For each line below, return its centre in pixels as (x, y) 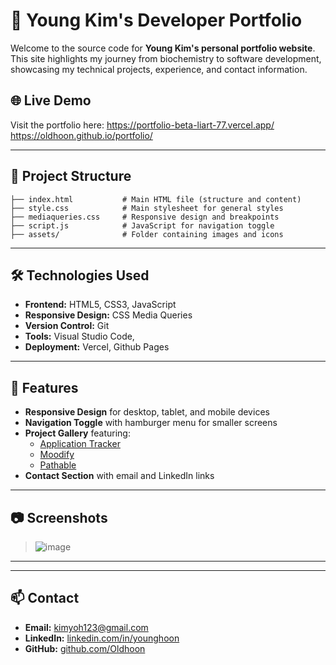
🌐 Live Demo (51, 100)
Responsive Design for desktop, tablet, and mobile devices (147, 412)
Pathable (58, 465)
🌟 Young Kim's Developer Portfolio (156, 20)
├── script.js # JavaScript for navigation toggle (142, 225)
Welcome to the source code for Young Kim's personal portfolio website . (163, 48)
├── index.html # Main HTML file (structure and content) (156, 199)
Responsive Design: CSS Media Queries (108, 315)
